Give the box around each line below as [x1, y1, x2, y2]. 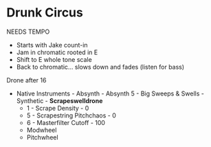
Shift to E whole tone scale [16, 55, 92, 63]
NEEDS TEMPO [6, 27, 50, 36]
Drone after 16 [6, 76, 47, 84]
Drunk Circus [6, 5, 83, 21]
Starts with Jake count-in [16, 41, 88, 49]
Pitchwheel [26, 133, 59, 142]
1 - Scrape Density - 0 [26, 104, 89, 112]
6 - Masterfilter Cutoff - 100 [26, 118, 106, 126]
